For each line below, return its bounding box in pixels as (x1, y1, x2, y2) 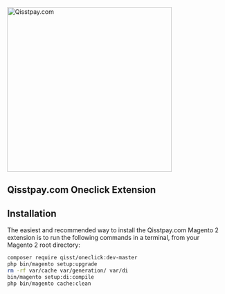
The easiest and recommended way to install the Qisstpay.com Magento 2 (7, 226, 219, 234)
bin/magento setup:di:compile (7, 273, 95, 280)
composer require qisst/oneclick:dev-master (7, 254, 138, 261)
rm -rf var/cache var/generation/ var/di (7, 267, 129, 274)
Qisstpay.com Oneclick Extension (7, 184, 156, 196)
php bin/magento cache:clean (7, 280, 91, 287)
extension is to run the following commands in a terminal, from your (7, 234, 199, 242)
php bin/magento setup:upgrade (7, 261, 98, 268)
